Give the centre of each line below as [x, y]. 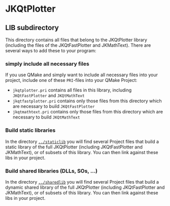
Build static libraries [30, 130]
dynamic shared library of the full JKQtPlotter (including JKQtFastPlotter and [85, 187]
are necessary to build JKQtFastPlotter [54, 106]
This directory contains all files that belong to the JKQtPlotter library [76, 40]
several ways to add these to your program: [51, 51]
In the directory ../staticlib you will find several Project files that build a [82, 141]
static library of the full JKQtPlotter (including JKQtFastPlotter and [74, 147]
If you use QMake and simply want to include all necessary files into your [82, 75]
